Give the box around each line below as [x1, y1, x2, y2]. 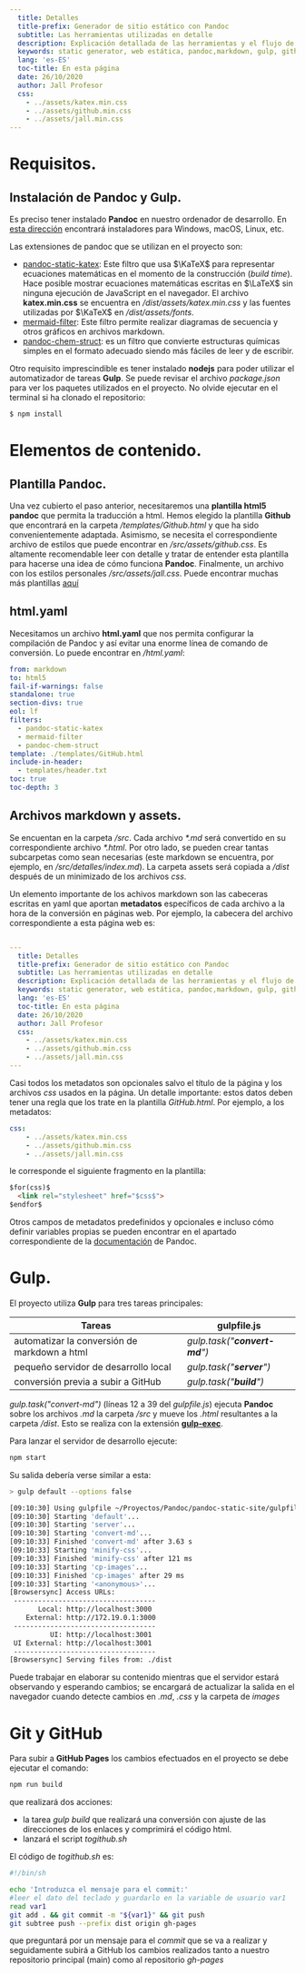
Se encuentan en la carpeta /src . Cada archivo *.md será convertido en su [9, 832, 286, 843]
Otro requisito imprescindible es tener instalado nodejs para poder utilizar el [9, 363, 295, 374]
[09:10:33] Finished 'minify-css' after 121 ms [9, 1554, 193, 1563]
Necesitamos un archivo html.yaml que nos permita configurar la [9, 627, 254, 638]
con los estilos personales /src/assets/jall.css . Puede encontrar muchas [9, 568, 279, 578]
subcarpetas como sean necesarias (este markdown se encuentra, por [9, 851, 274, 863]
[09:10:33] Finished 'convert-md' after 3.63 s [9, 1537, 193, 1546]
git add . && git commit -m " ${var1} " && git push [9, 1910, 205, 1920]
